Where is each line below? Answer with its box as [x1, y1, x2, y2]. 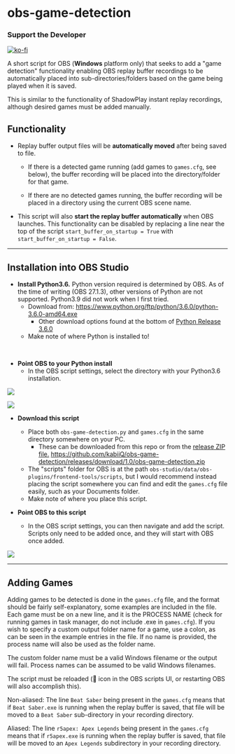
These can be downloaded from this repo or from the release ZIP [38, 443, 226, 451]
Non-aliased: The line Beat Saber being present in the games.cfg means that [7, 695, 225, 704]
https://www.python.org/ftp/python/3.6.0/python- [76, 303, 219, 311]
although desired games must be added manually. [7, 103, 152, 111]
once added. [27, 537, 65, 545]
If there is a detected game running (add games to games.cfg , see [27, 163, 217, 171]
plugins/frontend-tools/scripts [27, 474, 122, 481]
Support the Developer [7, 30, 86, 40]
